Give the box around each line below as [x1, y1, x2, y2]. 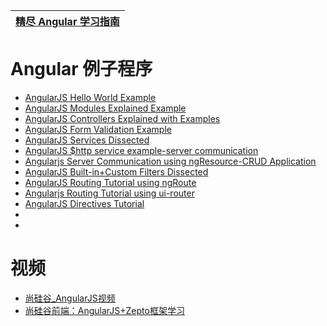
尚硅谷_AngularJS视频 [24, 292, 116, 304]
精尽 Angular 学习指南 [15, 15, 120, 28]
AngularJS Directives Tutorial [24, 197, 145, 209]
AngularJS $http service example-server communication [24, 144, 259, 156]
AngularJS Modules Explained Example [24, 102, 187, 114]
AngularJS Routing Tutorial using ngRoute [24, 176, 197, 188]
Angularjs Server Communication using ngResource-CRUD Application [24, 155, 317, 167]
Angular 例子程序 [10, 58, 153, 81]
